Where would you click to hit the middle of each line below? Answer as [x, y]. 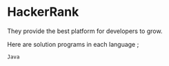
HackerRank [43, 12]
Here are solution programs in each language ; [73, 44]
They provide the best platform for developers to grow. [85, 31]
